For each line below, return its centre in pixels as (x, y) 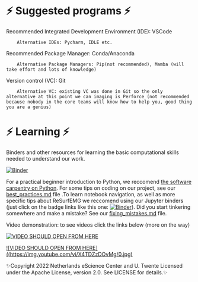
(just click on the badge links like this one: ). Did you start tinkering (98, 207)
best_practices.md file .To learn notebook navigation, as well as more (91, 194)
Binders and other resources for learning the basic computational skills (92, 152)
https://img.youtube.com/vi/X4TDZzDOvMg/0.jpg (70, 254)
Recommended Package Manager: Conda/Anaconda (71, 53)
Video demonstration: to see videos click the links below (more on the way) (98, 225)
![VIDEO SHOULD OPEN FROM (44, 247)
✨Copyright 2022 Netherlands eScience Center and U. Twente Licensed (94, 265)
